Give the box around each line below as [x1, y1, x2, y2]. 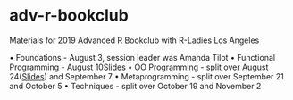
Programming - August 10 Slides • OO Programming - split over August [9, 62, 269, 72]
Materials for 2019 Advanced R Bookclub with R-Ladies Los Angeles [9, 35, 260, 46]
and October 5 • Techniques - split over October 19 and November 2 [9, 80, 262, 91]
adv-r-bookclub [9, 5, 130, 26]
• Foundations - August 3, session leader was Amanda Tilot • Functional [9, 52, 275, 62]
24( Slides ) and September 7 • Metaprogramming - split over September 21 [9, 71, 284, 81]
